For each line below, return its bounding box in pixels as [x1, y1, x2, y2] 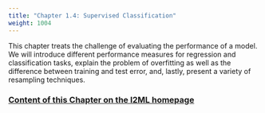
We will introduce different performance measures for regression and [8, 49, 236, 59]
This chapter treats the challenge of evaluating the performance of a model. [8, 41, 258, 50]
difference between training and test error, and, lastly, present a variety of [8, 66, 251, 76]
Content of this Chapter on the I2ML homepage [8, 95, 195, 106]
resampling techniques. [8, 75, 85, 84]
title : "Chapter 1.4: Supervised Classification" [8, 11, 177, 20]
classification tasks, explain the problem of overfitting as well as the [8, 57, 231, 68]
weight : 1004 [8, 19, 52, 27]
